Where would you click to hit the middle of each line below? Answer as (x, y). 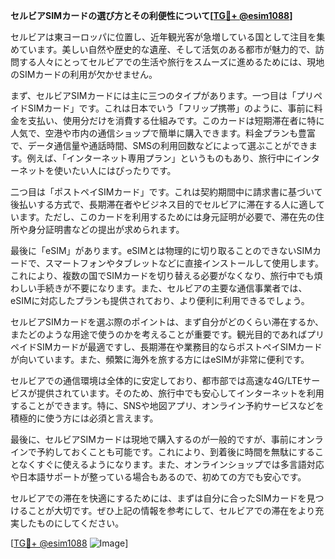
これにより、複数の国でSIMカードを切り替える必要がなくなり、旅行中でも (162, 275)
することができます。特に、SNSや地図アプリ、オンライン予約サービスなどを (167, 405)
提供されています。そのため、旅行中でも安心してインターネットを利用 (180, 393)
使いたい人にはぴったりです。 (115, 170)
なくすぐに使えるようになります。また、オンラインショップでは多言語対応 (171, 464)
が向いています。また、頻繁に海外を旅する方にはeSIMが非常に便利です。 (160, 359)
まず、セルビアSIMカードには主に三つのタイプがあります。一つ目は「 (153, 95)
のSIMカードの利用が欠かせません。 (84, 74)
